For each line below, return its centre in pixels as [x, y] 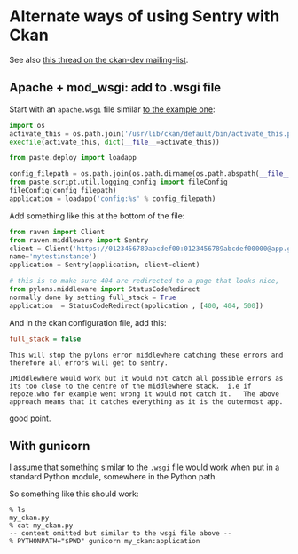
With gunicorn [50, 446]
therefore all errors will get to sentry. [89, 363]
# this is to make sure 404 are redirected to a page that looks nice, [144, 281]
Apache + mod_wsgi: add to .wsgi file [115, 87]
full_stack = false [45, 339]
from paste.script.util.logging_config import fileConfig [118, 182]
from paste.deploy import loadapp [73, 158]
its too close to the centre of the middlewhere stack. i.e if [130, 386]
